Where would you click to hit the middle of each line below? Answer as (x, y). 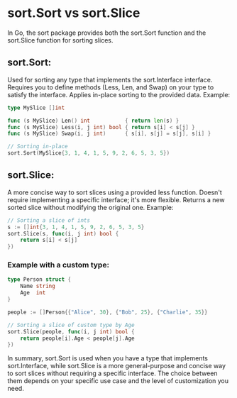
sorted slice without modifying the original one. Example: (90, 207)
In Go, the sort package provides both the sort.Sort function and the (107, 33)
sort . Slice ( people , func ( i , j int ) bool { (71, 331)
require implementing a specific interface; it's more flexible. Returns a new (116, 199)
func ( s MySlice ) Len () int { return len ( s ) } (93, 121)
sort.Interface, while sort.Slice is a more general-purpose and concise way (116, 366)
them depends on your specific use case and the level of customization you (118, 381)
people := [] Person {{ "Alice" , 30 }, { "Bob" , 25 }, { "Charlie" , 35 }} (108, 312)
